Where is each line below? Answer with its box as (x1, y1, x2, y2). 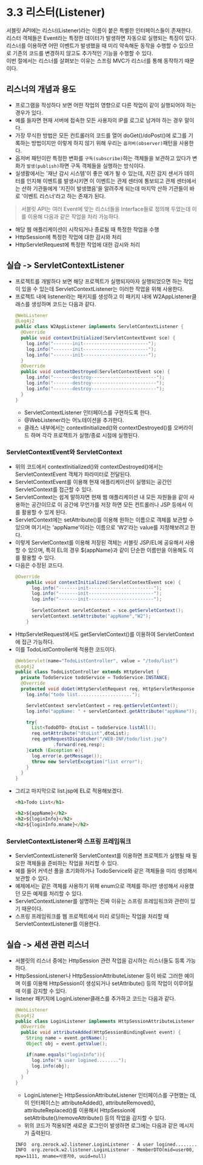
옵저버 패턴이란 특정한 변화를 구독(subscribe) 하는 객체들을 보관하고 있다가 (15, 154, 191, 161)
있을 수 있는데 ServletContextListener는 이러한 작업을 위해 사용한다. (21, 285, 184, 292)
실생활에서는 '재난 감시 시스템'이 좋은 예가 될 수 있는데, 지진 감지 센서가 (15, 169, 183, 176)
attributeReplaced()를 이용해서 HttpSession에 (24, 1107, 136, 1114)
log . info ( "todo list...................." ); (26, 691, 141, 697)
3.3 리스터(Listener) (6, 5, 105, 19)
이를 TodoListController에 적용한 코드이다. (15, 645, 117, 653)
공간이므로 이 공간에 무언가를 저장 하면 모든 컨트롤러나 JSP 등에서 (31, 501, 187, 508)
